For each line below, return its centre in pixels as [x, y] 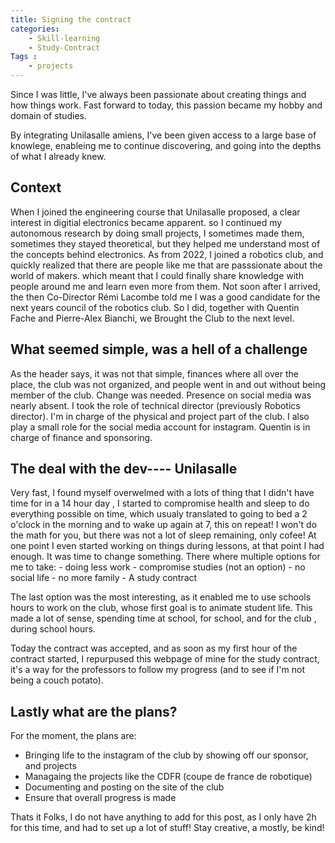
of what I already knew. [58, 156]
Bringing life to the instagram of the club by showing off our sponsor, [166, 755]
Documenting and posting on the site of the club [124, 787]
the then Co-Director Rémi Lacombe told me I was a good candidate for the [165, 297]
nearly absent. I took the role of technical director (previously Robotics [155, 405]
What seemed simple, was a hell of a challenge [159, 349]
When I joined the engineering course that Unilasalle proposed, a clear [155, 212]
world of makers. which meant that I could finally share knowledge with [157, 275]
